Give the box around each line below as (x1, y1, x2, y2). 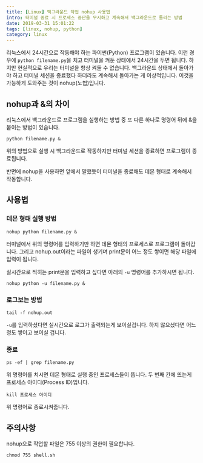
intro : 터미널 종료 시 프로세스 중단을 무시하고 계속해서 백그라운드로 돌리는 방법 (6, 15, 183, 21)
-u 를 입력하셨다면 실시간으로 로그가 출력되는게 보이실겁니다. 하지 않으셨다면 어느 (6, 321, 196, 328)
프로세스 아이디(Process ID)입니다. (6, 379, 90, 386)
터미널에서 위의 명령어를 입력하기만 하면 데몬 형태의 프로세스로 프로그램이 (6, 240, 180, 247)
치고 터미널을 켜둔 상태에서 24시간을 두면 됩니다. (72, 57, 188, 64)
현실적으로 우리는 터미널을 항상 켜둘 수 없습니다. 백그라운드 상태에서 (17, 64, 178, 72)
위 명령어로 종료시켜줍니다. (6, 403, 70, 411)
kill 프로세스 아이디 (6, 392, 52, 398)
